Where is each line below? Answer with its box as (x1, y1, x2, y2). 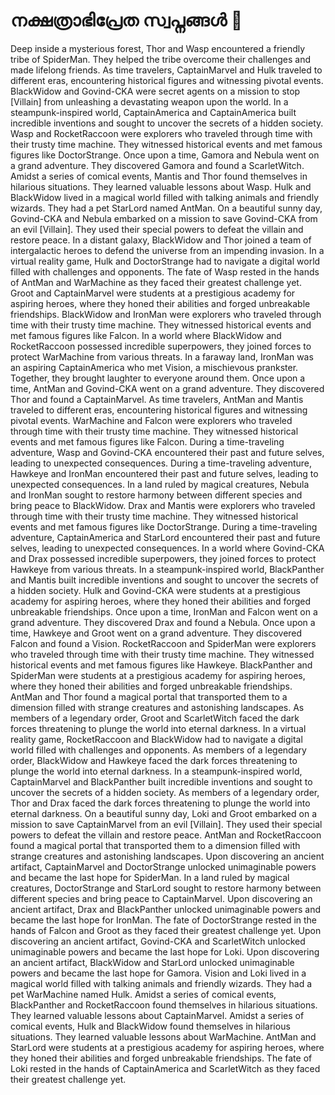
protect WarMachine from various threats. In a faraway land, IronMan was (10, 350, 314, 363)
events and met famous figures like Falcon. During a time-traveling (10, 435, 285, 448)
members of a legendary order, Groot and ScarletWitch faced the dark (10, 712, 300, 724)
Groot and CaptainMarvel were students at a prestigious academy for (10, 287, 296, 299)
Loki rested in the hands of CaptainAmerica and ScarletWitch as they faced (10, 1062, 321, 1074)
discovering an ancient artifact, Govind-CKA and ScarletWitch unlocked (10, 935, 306, 947)
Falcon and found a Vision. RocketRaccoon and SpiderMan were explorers (10, 637, 317, 649)
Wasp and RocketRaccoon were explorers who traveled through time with (10, 127, 313, 139)
